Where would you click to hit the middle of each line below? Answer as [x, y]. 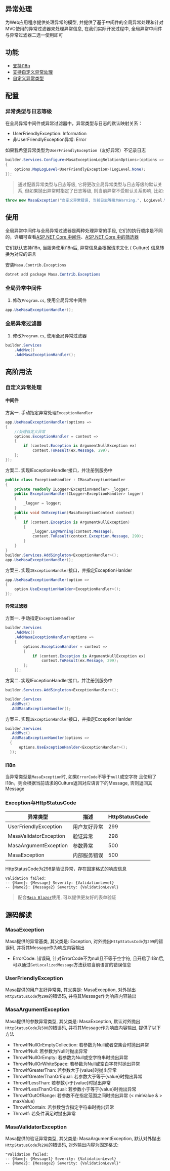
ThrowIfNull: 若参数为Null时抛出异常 [50, 1051]
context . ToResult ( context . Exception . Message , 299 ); [88, 536]
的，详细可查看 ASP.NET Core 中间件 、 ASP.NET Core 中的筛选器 [72, 237]
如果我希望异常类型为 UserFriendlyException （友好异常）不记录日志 [76, 150]
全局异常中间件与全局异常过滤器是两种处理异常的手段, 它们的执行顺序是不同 [84, 230]
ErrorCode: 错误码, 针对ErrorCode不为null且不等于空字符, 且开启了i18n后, [89, 958]
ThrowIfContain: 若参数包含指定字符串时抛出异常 [63, 1107]
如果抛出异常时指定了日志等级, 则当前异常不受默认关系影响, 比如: [97, 190]
